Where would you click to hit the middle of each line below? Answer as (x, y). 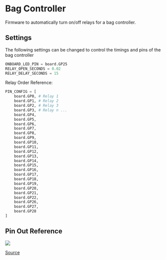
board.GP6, (25, 124)
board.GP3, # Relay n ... (41, 110)
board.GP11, (26, 147)
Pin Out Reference (34, 231)
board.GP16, (26, 170)
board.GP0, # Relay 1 (36, 96)
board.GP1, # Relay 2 (36, 101)
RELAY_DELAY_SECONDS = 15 (32, 73)
